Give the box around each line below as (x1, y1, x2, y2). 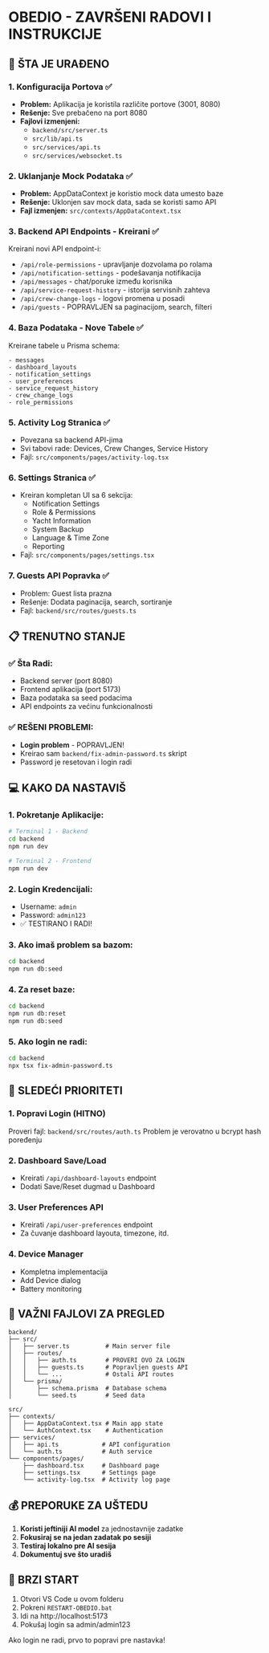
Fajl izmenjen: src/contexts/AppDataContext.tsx (19, 206, 181, 216)
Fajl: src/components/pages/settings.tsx (19, 550, 155, 560)
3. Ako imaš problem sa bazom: (8, 939, 134, 951)
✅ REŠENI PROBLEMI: (8, 722, 94, 733)
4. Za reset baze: (8, 983, 75, 995)
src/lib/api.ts (31, 135, 83, 143)
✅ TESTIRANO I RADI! (19, 919, 92, 928)
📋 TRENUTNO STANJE (8, 630, 126, 644)
